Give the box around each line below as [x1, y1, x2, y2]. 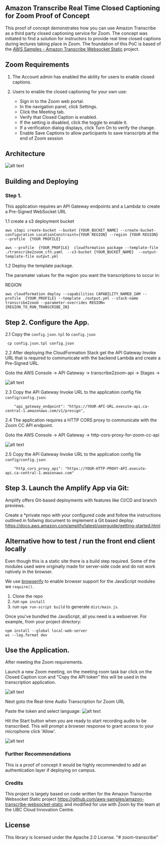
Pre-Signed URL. [5, 360, 40, 366]
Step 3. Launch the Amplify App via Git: [5, 484, 129, 493]
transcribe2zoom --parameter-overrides [5, 300, 88, 305]
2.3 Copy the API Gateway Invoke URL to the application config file [5, 389, 141, 395]
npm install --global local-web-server [5, 628, 88, 633]
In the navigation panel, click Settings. [19, 103, 98, 109]
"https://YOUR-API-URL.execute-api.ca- [67, 404, 150, 409]
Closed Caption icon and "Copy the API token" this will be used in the [5, 674, 147, 680]
